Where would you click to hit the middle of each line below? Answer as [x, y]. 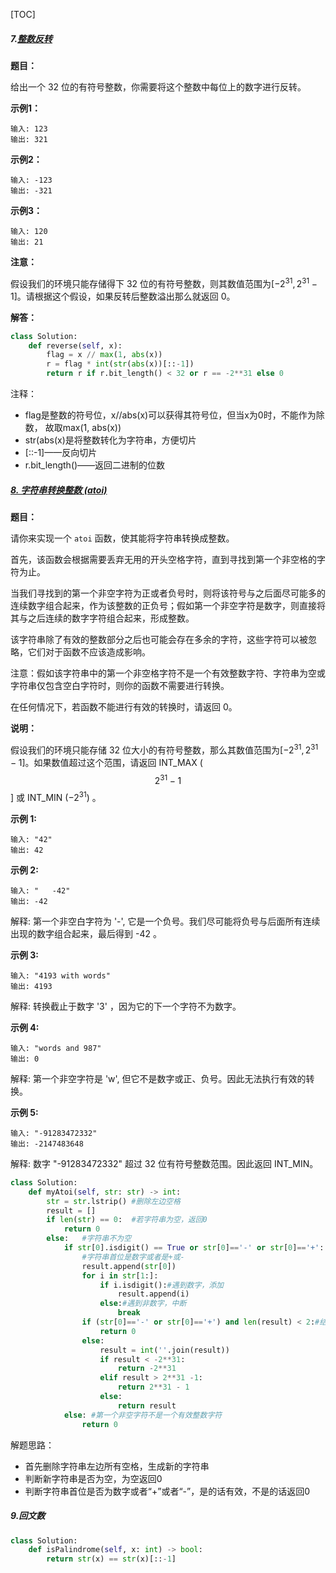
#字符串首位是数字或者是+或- [133, 1257]
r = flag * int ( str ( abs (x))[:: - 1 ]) [120, 364]
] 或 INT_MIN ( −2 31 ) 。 [56, 796]
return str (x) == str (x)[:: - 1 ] [111, 1559]
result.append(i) [153, 1294]
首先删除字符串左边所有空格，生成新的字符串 [117, 1466]
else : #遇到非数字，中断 [143, 1304]
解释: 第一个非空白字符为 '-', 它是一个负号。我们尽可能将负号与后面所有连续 [165, 921]
